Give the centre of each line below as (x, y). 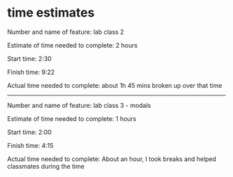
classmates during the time (46, 166)
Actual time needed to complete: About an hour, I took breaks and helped (112, 159)
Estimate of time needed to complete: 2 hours (72, 45)
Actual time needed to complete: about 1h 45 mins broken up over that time (115, 85)
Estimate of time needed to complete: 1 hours (72, 118)
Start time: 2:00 (29, 132)
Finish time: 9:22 (31, 72)
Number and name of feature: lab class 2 (66, 32)
